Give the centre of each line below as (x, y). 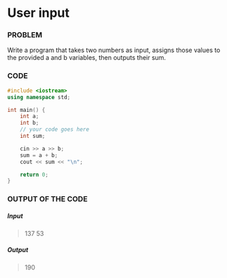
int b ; (30, 123)
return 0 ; (34, 175)
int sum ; (33, 136)
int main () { (26, 110)
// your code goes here (55, 129)
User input (39, 13)
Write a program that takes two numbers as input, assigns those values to (114, 50)
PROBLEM (25, 35)
